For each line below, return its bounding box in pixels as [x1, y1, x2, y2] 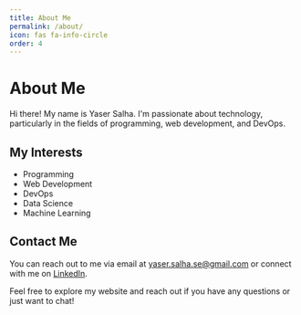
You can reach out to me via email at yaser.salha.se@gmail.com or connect [9, 257, 292, 269]
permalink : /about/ [9, 22, 84, 31]
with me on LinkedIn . [9, 268, 88, 278]
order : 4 [9, 38, 43, 48]
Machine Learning [22, 207, 91, 218]
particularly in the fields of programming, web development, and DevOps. [9, 118, 285, 129]
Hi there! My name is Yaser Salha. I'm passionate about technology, [9, 109, 263, 120]
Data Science [22, 198, 74, 208]
